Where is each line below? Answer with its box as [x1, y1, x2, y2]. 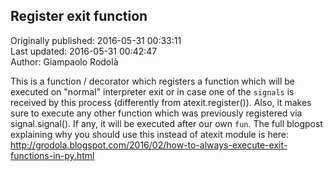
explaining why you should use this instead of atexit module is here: [10, 128, 290, 140]
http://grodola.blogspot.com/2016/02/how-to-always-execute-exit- [10, 139, 288, 151]
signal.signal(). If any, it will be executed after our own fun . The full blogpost [10, 117, 323, 129]
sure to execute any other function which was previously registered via [10, 107, 303, 119]
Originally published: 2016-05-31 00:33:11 [10, 34, 182, 46]
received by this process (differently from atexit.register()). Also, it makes [10, 96, 312, 108]
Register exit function [10, 8, 148, 25]
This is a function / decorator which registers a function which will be [10, 75, 295, 87]
